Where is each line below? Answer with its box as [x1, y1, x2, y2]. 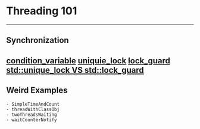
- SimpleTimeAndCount [6, 101, 60, 107]
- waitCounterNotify [6, 116, 58, 123]
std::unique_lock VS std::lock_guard [6, 64, 144, 75]
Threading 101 [6, 4, 77, 18]
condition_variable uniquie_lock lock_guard [6, 56, 171, 66]
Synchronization [6, 35, 70, 45]
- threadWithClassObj [6, 106, 60, 112]
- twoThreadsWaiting [6, 112, 58, 118]
